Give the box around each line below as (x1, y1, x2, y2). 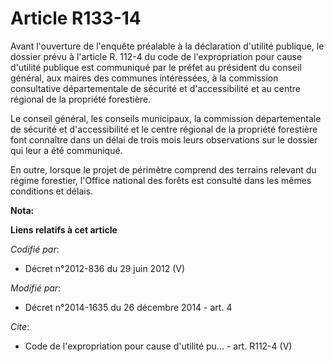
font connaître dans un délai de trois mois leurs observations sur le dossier (10, 133, 318, 146)
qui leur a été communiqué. (10, 144, 123, 156)
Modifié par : (10, 282, 62, 294)
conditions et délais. (10, 185, 94, 197)
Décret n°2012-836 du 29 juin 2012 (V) (24, 262, 186, 274)
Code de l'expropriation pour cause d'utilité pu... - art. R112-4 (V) (24, 340, 293, 352)
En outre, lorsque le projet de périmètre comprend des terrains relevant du (10, 163, 317, 176)
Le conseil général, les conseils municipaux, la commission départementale (10, 112, 322, 124)
